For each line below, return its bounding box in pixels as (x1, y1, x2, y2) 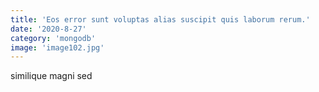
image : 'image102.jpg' (10, 42, 105, 53)
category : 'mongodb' (10, 33, 97, 43)
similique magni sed (10, 70, 93, 82)
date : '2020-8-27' (10, 24, 87, 34)
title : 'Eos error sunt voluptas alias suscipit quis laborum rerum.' (10, 14, 311, 25)
